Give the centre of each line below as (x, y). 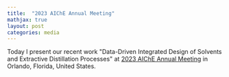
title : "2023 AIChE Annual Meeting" (61, 13)
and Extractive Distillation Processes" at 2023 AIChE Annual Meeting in (107, 59)
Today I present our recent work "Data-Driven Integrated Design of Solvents (114, 52)
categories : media (33, 32)
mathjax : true (27, 20)
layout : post (26, 26)
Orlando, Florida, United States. (51, 66)
